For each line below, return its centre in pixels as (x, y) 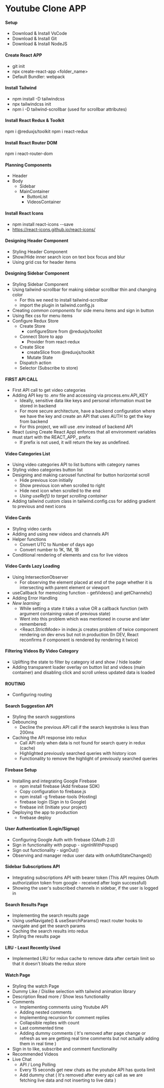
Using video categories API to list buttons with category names (76, 465)
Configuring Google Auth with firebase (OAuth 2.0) (64, 839)
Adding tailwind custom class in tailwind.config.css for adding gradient (84, 501)
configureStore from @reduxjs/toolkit (64, 331)
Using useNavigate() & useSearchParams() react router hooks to (77, 921)
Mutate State (40, 358)
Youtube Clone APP (46, 9)
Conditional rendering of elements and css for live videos (70, 555)
